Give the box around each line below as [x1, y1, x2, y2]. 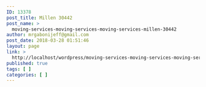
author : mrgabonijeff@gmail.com [6, 32, 89, 38]
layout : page [6, 43, 40, 50]
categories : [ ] [6, 72, 48, 78]
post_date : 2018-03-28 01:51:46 [6, 37, 89, 43]
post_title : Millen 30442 [6, 15, 72, 21]
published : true [6, 60, 48, 66]
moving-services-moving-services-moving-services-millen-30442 [12, 26, 177, 32]
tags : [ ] [6, 66, 32, 72]
